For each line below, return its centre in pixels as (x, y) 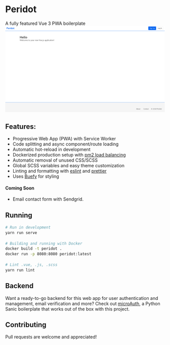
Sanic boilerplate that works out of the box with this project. (68, 309)
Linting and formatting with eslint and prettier (60, 171)
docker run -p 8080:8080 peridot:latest (49, 254)
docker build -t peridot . (34, 249)
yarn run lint (20, 270)
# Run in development (28, 227)
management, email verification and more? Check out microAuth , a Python (83, 303)
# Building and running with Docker (44, 243)
